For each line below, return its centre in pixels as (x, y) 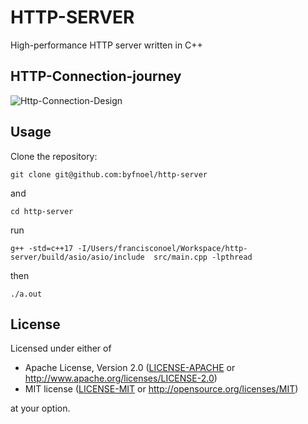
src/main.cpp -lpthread (203, 257)
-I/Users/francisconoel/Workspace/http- (162, 248)
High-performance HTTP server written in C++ (106, 45)
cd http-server (42, 211)
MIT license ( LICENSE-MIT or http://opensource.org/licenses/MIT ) (161, 389)
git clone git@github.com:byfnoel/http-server (109, 174)
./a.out (26, 294)
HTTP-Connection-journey (96, 76)
